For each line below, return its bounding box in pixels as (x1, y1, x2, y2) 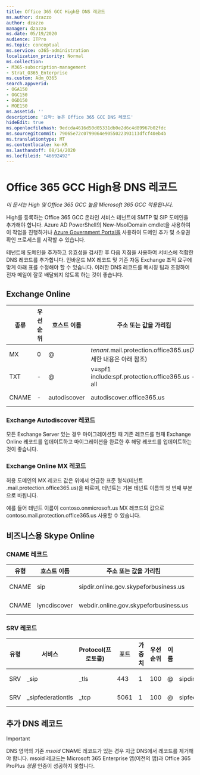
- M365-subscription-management (6, 64, 86, 70)
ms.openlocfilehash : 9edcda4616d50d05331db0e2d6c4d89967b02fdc (6, 125, 167, 131)
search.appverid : (6, 81, 49, 87)
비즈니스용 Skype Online (6, 531, 95, 541)
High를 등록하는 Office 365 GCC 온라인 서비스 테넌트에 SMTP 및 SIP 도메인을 (6, 214, 189, 221)
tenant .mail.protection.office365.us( (90, 346, 192, 355)
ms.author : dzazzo (6, 14, 52, 20)
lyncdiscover (36, 602, 73, 610)
